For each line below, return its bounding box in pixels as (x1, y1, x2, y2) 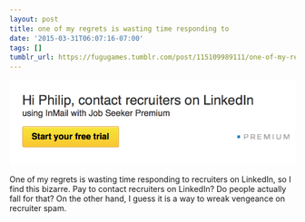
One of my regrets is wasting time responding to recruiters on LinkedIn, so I (9, 173, 292, 185)
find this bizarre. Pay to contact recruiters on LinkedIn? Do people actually (9, 183, 287, 194)
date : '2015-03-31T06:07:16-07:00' (9, 34, 144, 43)
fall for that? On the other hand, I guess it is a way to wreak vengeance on (9, 193, 286, 204)
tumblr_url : (9, 53, 54, 63)
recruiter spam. (9, 202, 67, 213)
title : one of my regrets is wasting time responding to (9, 24, 230, 34)
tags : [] (9, 43, 43, 53)
